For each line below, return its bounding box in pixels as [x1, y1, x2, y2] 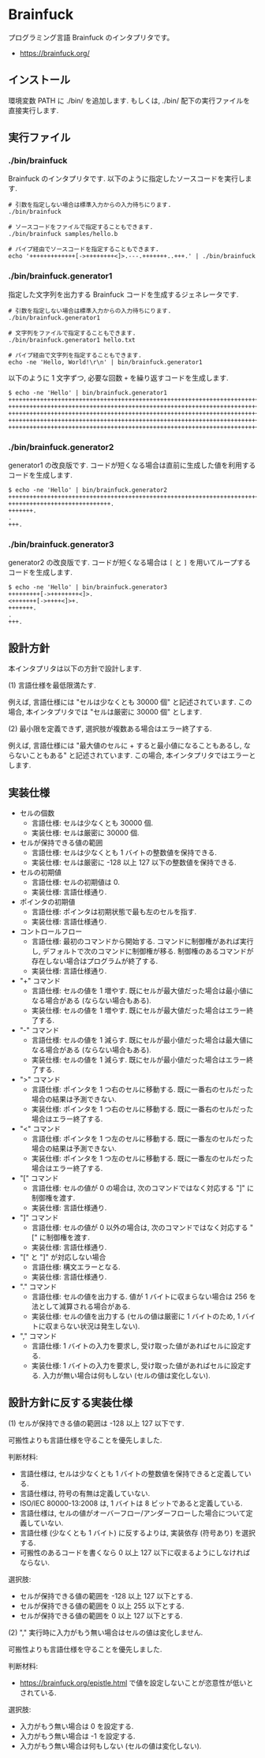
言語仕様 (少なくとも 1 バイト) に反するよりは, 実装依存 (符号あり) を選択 [19, 1527, 256, 1537]
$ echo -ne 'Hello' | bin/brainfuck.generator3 [8, 583, 168, 591]
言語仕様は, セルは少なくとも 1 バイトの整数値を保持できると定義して [19, 1468, 244, 1478]
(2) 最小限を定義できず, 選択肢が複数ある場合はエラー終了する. [8, 724, 212, 733]
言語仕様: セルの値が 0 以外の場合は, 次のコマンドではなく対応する [31, 1222, 248, 1232]
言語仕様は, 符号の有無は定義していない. [19, 1488, 151, 1497]
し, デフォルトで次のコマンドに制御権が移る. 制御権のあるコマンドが [31, 946, 254, 956]
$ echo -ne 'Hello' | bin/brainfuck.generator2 [8, 486, 168, 494]
